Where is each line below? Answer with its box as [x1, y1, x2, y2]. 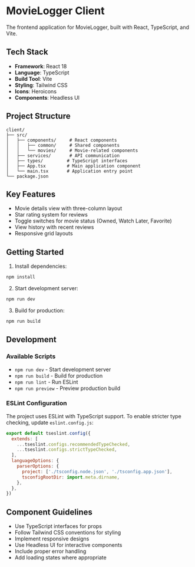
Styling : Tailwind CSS [14, 81, 68, 89]
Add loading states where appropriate [14, 554, 107, 561]
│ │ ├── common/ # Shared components [6, 142, 120, 148]
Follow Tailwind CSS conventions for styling [14, 529, 121, 536]
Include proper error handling [14, 548, 87, 555]
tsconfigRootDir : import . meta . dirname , [21, 474, 120, 480]
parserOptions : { [16, 463, 60, 470]
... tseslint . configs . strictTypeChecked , [16, 447, 117, 453]
